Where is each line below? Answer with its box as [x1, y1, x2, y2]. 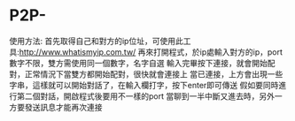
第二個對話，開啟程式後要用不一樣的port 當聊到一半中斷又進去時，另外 [16, 90, 275, 102]
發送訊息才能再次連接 [24, 102, 103, 112]
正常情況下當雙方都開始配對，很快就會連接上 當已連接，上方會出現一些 [24, 68, 283, 79]
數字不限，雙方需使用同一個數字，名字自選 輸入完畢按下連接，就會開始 [9, 57, 268, 68]
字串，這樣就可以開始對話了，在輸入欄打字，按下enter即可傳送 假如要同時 [9, 79, 279, 90]
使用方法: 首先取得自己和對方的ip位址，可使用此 [9, 35, 183, 46]
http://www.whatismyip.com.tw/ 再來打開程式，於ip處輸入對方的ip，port [19, 46, 283, 57]
